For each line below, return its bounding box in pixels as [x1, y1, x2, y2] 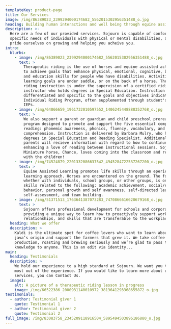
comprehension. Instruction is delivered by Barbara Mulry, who [23, 131, 163, 136]
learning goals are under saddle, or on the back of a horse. [23, 79, 158, 84]
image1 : [10, 277, 26, 283]
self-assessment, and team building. [23, 192, 103, 197]
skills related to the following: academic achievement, [23, 183, 147, 188]
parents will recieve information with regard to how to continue [23, 140, 167, 145]
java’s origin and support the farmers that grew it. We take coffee [14, 235, 165, 240]
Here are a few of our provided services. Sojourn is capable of [10, 31, 152, 36]
